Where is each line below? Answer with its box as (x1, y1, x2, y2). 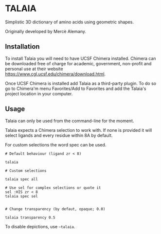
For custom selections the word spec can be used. (5, 142, 107, 147)
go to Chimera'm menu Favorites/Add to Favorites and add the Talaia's (5, 86, 146, 91)
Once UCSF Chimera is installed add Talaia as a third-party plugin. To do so (5, 80, 157, 86)
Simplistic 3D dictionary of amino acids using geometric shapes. (5, 19, 134, 25)
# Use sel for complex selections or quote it (5, 185, 101, 190)
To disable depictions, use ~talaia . (5, 223, 75, 229)
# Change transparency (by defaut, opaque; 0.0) (5, 206, 106, 212)
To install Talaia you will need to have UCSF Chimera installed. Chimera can (5, 55, 157, 61)
